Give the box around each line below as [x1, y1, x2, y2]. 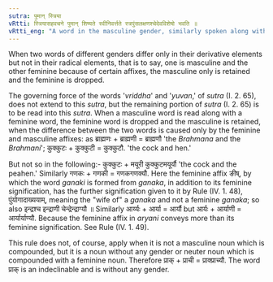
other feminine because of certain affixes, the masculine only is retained [8, 67, 250, 76]
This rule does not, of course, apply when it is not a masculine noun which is [8, 238, 265, 248]
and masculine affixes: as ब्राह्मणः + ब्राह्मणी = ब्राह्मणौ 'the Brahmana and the [8, 134, 241, 144]
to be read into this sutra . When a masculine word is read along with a [8, 108, 242, 118]
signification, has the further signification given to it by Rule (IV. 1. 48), [8, 186, 244, 196]
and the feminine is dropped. [8, 75, 105, 85]
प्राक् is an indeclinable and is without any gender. [8, 265, 170, 275]
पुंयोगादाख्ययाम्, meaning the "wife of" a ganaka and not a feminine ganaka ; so [8, 195, 260, 205]
